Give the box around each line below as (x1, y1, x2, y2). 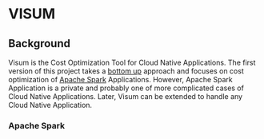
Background (8, 37, 70, 50)
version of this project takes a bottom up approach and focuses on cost (8, 66, 244, 76)
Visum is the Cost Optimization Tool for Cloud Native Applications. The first (8, 58, 256, 67)
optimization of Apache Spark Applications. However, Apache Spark (8, 75, 234, 84)
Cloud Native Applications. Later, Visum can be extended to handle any (8, 92, 242, 101)
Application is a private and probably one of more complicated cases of (8, 83, 244, 93)
